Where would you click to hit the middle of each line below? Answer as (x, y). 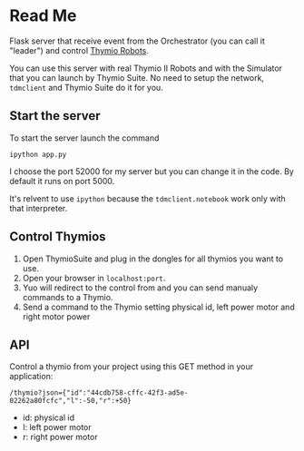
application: (31, 377)
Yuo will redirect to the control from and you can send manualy (140, 288)
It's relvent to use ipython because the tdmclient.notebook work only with (147, 198)
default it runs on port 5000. (62, 181)
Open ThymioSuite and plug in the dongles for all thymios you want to (153, 259)
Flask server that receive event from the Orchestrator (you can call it (137, 41)
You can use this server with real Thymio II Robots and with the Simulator (146, 68)
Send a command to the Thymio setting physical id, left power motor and (158, 307)
